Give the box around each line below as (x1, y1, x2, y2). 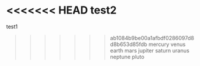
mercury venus (148, 41, 186, 48)
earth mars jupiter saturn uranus (110, 47, 190, 54)
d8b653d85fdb (110, 41, 147, 48)
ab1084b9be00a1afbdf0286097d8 (110, 34, 195, 41)
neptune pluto (110, 53, 144, 60)
